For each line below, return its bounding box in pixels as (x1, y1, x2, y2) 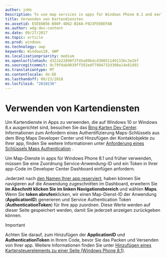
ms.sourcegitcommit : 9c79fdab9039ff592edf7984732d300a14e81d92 (5, 63, 139, 68)
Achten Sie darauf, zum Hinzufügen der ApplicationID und (5, 232, 125, 238)
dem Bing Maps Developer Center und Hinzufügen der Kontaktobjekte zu (5, 135, 155, 141)
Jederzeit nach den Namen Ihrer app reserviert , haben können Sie (5, 175, 141, 181)
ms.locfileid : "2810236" (5, 81, 57, 86)
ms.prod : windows (5, 40, 41, 45)
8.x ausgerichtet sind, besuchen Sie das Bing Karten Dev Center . (5, 124, 138, 130)
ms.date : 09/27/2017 (5, 30, 48, 35)
